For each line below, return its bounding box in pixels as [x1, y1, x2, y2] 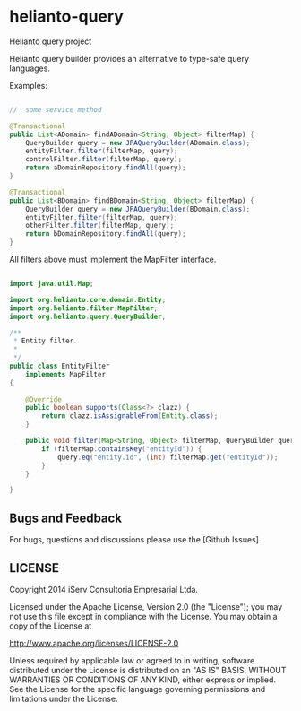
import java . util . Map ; [9, 280, 94, 289]
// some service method [9, 105, 102, 114]
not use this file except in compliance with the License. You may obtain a [9, 611, 278, 621]
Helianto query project [9, 36, 92, 47]
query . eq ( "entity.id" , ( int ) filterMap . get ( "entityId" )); [56, 453, 279, 462]
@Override [25, 395, 63, 404]
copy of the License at [9, 620, 92, 631]
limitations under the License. [9, 693, 118, 704]
